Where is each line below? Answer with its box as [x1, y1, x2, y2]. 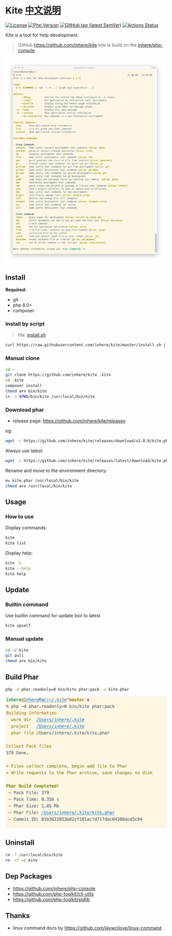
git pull [5, 653, 24, 658]
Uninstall [5, 838, 35, 847]
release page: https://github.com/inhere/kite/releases [12, 418, 126, 424]
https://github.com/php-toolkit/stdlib [12, 896, 90, 903]
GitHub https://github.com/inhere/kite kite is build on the [17, 42, 137, 48]
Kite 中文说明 [5, 5, 61, 16]
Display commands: [5, 524, 47, 531]
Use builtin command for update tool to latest [5, 613, 101, 619]
